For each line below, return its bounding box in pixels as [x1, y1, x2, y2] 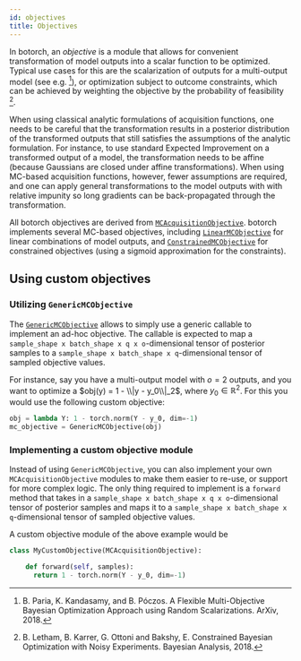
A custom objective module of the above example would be [9, 529, 228, 539]
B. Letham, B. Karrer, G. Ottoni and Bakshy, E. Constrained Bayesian [21, 631, 273, 642]
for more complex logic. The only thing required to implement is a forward [9, 483, 280, 494]
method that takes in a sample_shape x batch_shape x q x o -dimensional [9, 493, 279, 502]
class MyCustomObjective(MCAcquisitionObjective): [9, 546, 202, 555]
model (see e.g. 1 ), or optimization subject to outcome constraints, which [9, 74, 278, 87]
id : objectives [9, 13, 66, 22]
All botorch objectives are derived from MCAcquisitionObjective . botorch [9, 217, 278, 227]
